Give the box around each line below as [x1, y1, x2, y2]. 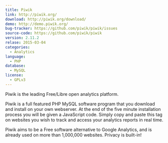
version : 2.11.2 [5, 36, 39, 41]
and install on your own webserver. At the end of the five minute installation [5, 106, 161, 112]
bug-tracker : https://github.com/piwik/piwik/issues [5, 26, 118, 31]
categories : [5, 45, 30, 50]
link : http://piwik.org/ [5, 12, 57, 17]
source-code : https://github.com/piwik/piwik [5, 31, 102, 36]
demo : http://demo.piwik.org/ [5, 21, 69, 27]
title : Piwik [5, 7, 33, 13]
